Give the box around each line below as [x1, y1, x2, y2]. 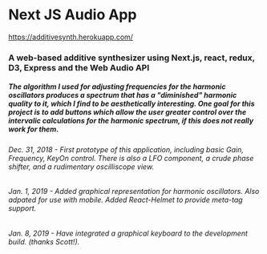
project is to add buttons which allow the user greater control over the [8, 107, 247, 117]
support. [8, 204, 37, 213]
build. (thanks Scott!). [8, 237, 80, 247]
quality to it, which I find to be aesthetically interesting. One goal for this [8, 99, 255, 109]
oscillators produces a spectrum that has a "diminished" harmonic [8, 91, 237, 100]
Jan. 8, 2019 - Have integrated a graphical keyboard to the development [8, 228, 249, 238]
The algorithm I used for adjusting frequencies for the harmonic [8, 82, 226, 91]
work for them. [8, 124, 59, 134]
